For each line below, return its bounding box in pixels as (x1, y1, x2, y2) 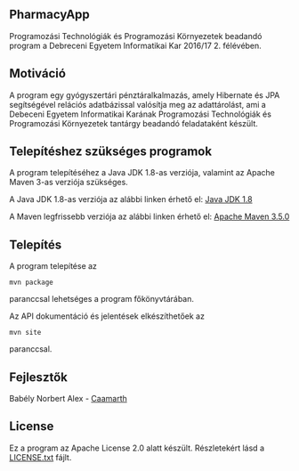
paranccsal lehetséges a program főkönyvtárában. (9, 294, 194, 305)
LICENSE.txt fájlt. (9, 451, 72, 462)
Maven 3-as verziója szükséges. (9, 177, 129, 188)
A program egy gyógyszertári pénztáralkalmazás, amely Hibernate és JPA (9, 89, 280, 101)
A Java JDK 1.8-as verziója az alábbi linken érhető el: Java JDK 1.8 (9, 194, 253, 205)
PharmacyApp (9, 7, 91, 22)
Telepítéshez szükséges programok (9, 144, 212, 159)
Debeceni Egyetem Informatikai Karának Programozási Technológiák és (9, 109, 271, 119)
